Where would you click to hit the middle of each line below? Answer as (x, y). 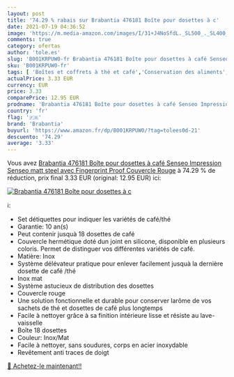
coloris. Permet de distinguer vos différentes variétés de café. (106, 249)
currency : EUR (28, 85)
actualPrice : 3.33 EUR (40, 78)
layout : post (26, 14)
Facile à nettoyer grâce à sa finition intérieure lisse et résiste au (108, 316)
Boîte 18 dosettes (42, 330)
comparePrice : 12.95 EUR (43, 98)
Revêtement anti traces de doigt (63, 353)
